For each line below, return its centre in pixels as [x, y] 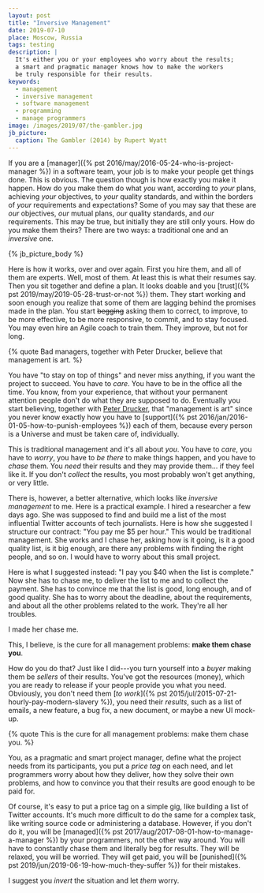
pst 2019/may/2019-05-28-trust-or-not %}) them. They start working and [127, 294]
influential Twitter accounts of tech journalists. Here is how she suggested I [130, 523]
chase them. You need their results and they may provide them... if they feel [131, 466]
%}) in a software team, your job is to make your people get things [147, 171]
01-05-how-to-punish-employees [63, 425]
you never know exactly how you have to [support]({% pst [103, 417]
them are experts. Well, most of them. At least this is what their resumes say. [132, 277]
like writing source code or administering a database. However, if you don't [130, 823]
